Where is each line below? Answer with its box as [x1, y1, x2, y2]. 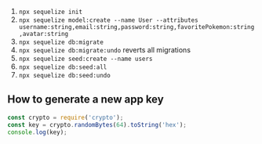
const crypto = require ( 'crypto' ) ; [7, 113, 124, 121]
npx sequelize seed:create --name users [18, 55, 153, 63]
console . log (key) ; [7, 128, 67, 136]
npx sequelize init [18, 8, 83, 16]
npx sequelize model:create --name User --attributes [18, 16, 198, 24]
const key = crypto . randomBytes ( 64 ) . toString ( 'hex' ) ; [7, 121, 187, 128]
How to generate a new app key [7, 93, 164, 106]
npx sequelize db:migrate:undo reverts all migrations [18, 45, 191, 54]
